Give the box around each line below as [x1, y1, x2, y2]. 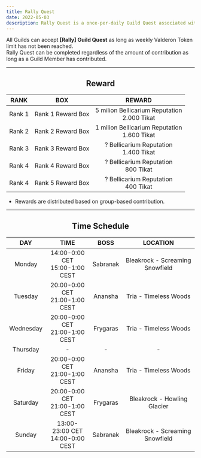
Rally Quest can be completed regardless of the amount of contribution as [6, 49, 189, 56]
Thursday [12, 345, 40, 353]
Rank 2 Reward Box [35, 127, 90, 135]
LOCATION [142, 239, 175, 247]
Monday [14, 260, 38, 268]
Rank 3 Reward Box [35, 144, 90, 153]
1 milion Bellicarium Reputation [95, 123, 182, 132]
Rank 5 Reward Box [35, 179, 90, 187]
